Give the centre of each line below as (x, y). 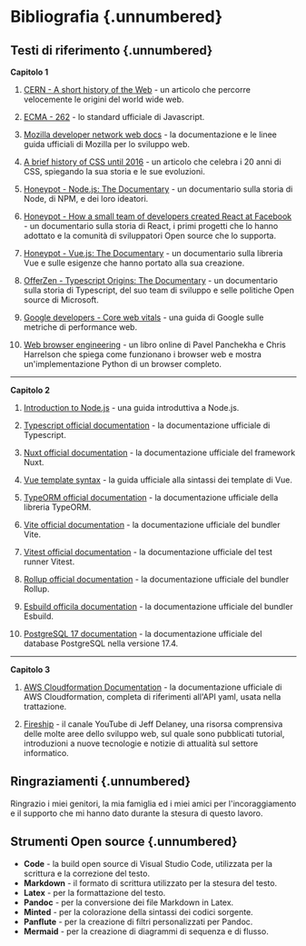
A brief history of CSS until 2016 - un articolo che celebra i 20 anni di (152, 162)
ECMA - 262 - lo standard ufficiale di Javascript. (114, 117)
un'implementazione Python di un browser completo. (122, 364)
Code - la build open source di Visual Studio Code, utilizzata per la (148, 863)
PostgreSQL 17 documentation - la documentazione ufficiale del (143, 634)
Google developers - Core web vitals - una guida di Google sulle (143, 317)
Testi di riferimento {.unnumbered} (112, 50)
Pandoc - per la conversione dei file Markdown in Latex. (128, 902)
